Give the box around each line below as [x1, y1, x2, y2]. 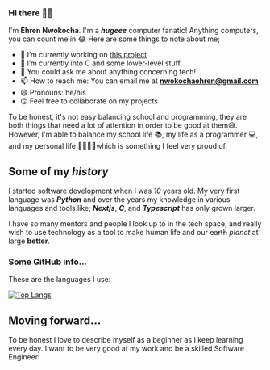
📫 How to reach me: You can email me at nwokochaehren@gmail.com [19, 76, 260, 86]
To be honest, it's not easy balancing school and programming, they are [8, 112, 247, 122]
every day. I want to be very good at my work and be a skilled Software [8, 343, 244, 354]
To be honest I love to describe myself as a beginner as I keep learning [8, 335, 243, 345]
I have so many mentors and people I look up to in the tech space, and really [8, 219, 262, 229]
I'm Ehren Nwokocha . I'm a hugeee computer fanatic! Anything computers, [8, 26, 260, 36]
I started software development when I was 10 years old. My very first [8, 186, 240, 196]
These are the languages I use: [8, 275, 111, 284]
